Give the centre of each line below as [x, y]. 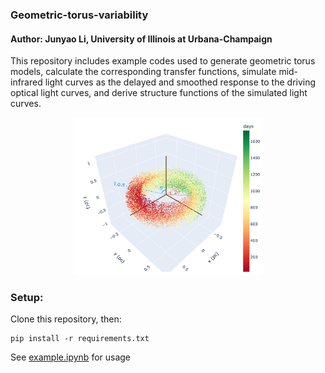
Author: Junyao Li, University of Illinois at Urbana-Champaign [141, 39]
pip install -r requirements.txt [80, 339]
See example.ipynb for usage [71, 357]
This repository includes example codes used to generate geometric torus [163, 61]
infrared [26, 82]
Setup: [27, 297]
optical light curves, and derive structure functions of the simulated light [159, 93]
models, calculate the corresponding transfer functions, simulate [143, 72]
